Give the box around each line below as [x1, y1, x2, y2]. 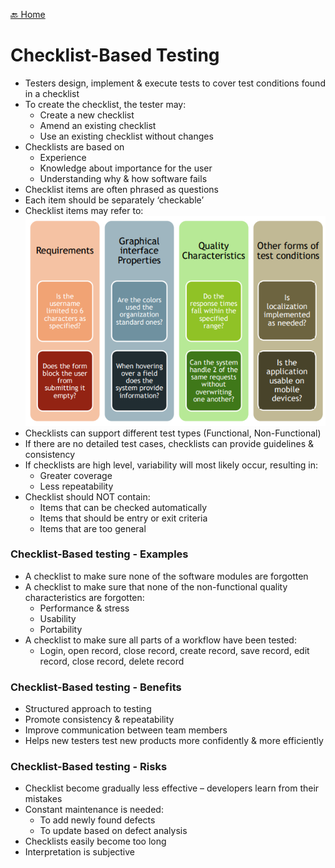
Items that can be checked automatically [39, 501, 208, 513]
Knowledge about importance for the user [39, 162, 213, 174]
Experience [39, 151, 87, 163]
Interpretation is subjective [24, 846, 136, 858]
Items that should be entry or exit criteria [39, 512, 208, 524]
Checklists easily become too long [24, 835, 167, 848]
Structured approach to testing [24, 703, 152, 715]
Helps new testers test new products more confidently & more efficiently [24, 735, 324, 747]
